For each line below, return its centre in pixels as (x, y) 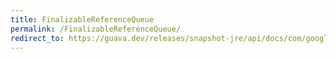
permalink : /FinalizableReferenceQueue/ (96, 29)
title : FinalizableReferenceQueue (82, 19)
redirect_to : (37, 38)
